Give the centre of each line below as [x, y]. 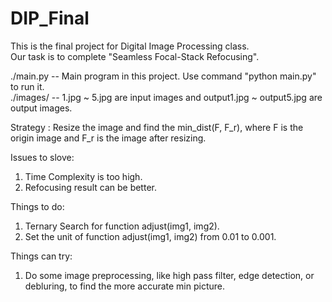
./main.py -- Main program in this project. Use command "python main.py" [163, 76]
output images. [41, 108]
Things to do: [37, 206]
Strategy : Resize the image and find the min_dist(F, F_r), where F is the [157, 127]
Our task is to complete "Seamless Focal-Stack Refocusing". [135, 56]
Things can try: [41, 256]
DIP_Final [50, 18]
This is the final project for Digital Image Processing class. [130, 46]
